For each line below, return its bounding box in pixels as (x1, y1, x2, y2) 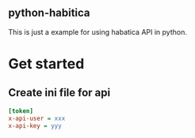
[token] (8, 106, 34, 115)
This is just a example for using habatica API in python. (8, 27, 188, 36)
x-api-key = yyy (8, 121, 62, 129)
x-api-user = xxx (8, 114, 66, 122)
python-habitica (8, 6, 90, 20)
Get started (8, 55, 85, 73)
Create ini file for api (8, 86, 111, 99)
